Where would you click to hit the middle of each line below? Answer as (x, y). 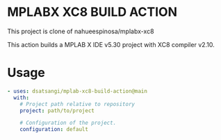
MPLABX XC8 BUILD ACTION (92, 12)
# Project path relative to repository (77, 104)
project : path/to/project (57, 111)
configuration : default (54, 130)
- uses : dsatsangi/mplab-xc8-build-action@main (77, 91)
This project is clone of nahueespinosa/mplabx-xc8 (81, 31)
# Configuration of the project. (68, 123)
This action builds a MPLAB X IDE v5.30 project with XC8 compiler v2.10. (111, 44)
